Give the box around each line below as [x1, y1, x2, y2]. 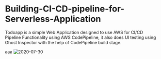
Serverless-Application [5, 13, 101, 24]
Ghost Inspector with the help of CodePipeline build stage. [5, 39, 122, 45]
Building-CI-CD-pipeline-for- [5, 3, 125, 14]
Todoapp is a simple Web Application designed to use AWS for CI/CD [5, 29, 143, 35]
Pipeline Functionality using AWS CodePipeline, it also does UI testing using [5, 35, 156, 40]
